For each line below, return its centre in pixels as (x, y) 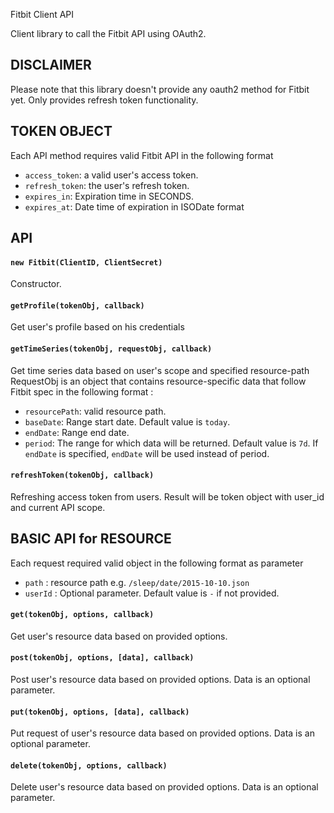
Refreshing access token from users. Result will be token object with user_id (167, 496)
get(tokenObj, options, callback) (82, 615)
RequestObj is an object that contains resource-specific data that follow (158, 381)
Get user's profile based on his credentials (97, 327)
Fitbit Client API (42, 14)
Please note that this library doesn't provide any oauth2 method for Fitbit (160, 89)
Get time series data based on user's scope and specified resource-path (160, 370)
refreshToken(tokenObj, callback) (82, 475)
